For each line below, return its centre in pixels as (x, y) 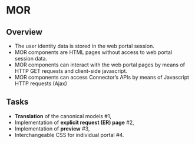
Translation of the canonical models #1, (63, 116)
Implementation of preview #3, (52, 128)
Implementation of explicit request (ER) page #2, (74, 122)
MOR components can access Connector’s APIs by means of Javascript (102, 77)
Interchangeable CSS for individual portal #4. (69, 135)
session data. (31, 58)
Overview (24, 32)
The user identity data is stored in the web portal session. (84, 46)
